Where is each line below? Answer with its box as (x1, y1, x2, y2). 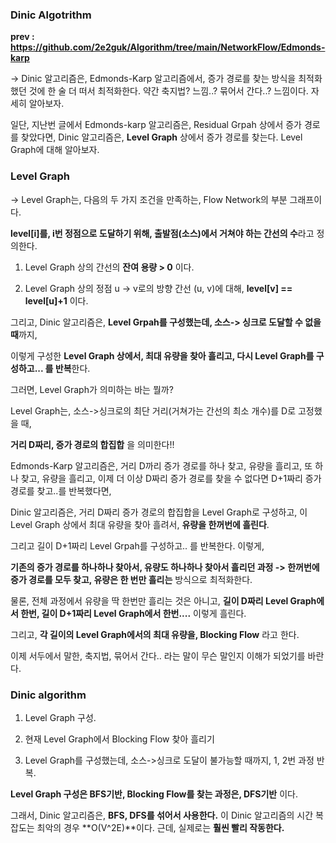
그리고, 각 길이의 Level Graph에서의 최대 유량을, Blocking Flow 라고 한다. (10, 628, 300, 640)
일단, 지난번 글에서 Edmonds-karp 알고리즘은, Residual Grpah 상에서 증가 (10, 119, 302, 131)
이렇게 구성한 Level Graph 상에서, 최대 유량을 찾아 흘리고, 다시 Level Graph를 (10, 349, 315, 362)
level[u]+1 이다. (24, 294, 89, 307)
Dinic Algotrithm (10, 8, 92, 22)
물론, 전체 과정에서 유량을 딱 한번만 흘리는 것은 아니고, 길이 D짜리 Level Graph (10, 594, 317, 607)
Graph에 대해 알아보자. (10, 144, 100, 156)
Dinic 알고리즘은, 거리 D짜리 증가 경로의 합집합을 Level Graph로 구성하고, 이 (10, 506, 308, 518)
